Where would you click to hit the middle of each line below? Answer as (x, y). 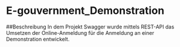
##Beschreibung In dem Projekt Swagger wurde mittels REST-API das (90, 27)
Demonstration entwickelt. (38, 39)
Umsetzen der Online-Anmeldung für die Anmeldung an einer (80, 32)
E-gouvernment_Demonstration (85, 11)
